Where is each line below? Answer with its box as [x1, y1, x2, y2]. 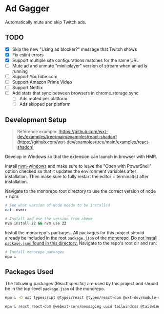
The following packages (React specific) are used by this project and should [5, 281, 158, 287]
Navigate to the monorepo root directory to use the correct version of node [5, 188, 156, 194]
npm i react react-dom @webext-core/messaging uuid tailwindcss [5, 304, 139, 309]
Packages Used [5, 268, 54, 276]
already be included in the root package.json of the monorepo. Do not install [5, 235, 158, 241]
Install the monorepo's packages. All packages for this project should [5, 229, 144, 235]
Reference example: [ [17, 129, 61, 135]
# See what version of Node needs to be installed [5, 203, 110, 208]
